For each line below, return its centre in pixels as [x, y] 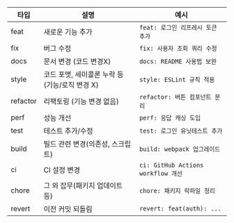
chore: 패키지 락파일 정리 [177, 191]
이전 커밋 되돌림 [68, 209]
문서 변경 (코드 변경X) [77, 61]
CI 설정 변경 [62, 170]
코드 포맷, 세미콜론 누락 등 [84, 74]
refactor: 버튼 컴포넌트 [175, 97]
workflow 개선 [161, 173]
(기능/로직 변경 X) [71, 85]
